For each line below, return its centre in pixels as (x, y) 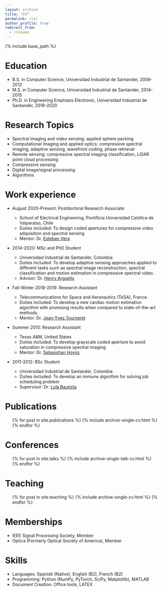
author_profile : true (27, 23)
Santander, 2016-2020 (35, 105)
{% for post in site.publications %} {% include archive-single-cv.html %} (85, 420)
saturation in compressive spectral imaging (63, 347)
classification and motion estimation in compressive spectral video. (87, 273)
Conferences (32, 445)
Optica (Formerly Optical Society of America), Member (67, 541)
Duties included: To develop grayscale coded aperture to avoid (82, 342)
